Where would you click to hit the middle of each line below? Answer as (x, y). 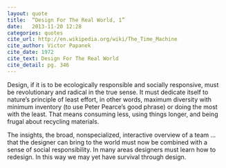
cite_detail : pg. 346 (38, 65)
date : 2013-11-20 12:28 (44, 26)
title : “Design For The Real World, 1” (66, 20)
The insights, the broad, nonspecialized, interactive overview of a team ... (112, 135)
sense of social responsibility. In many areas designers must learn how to (112, 149)
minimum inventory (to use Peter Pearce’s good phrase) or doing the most (112, 106)
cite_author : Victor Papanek (49, 46)
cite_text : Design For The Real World (63, 59)
